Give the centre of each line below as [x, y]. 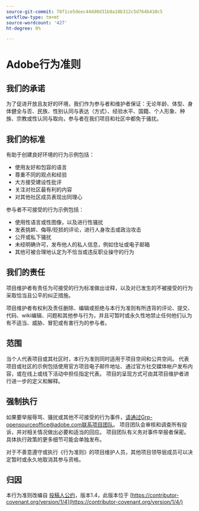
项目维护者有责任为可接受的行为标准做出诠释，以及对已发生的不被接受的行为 [99, 288]
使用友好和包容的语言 [41, 168]
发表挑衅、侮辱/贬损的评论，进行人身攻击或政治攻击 [78, 230]
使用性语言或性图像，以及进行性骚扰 [59, 222]
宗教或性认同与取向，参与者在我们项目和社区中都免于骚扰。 [89, 119]
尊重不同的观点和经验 [41, 175]
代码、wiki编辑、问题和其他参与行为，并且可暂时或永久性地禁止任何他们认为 [99, 315]
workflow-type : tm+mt [33, 17]
